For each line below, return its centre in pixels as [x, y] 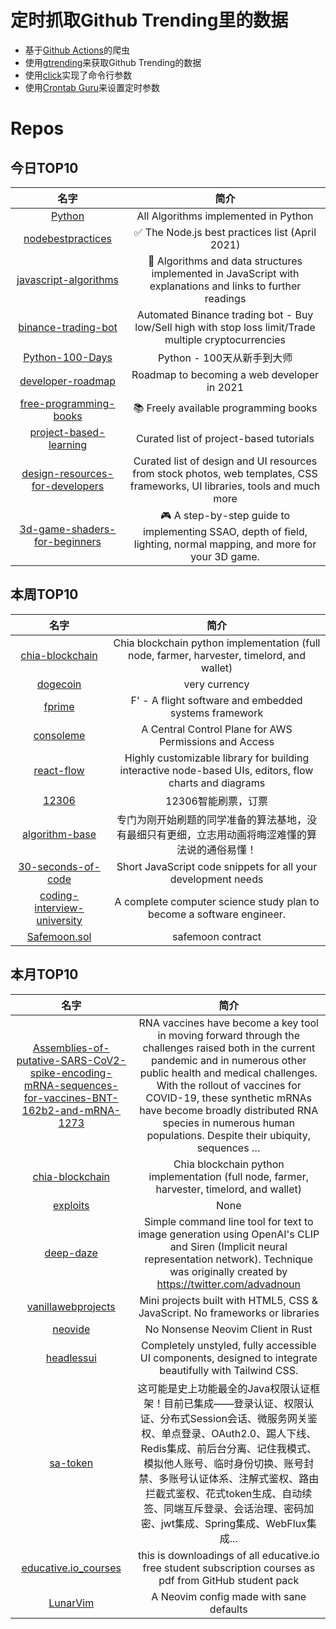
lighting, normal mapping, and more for [225, 544]
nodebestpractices [67, 238]
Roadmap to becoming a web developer [225, 374]
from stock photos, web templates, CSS [225, 473]
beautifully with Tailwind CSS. [229, 1370]
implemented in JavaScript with [225, 273]
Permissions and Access [216, 741]
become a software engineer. [217, 914]
